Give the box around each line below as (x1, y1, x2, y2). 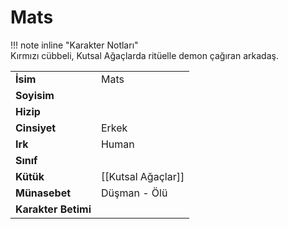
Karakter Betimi (15, 202, 92, 216)
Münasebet (15, 186, 72, 200)
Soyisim (15, 88, 55, 102)
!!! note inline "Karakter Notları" (10, 39, 139, 51)
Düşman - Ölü (100, 186, 168, 200)
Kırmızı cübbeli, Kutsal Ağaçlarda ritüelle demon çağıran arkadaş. (10, 49, 279, 61)
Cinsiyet (15, 121, 57, 135)
